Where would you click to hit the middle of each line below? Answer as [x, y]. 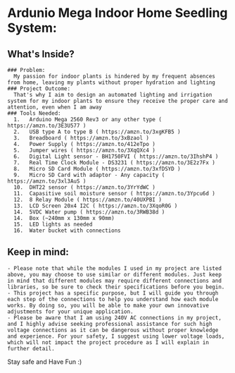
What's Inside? [41, 54]
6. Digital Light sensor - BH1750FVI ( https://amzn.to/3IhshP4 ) [116, 157]
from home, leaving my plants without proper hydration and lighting [112, 82]
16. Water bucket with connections [67, 231]
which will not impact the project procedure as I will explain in [108, 342]
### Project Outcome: [39, 89]
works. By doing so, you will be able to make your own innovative [108, 305]
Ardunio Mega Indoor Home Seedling [118, 13]
